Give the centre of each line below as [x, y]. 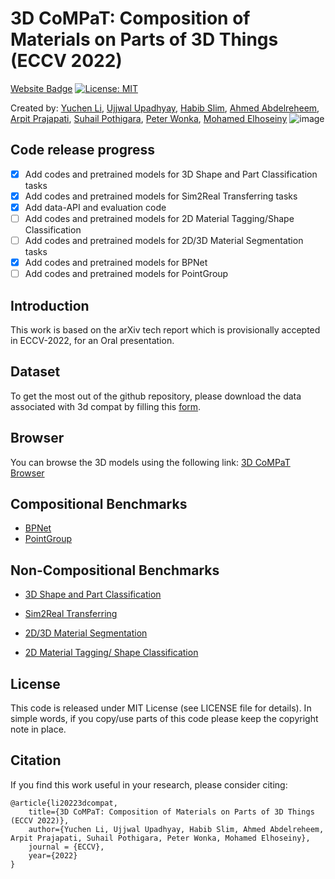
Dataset [35, 372]
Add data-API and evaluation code [95, 207]
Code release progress [83, 150]
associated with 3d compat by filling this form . [106, 406]
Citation [36, 760]
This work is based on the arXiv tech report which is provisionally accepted [165, 330]
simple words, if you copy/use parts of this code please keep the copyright [164, 719]
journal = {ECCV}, [66, 847]
